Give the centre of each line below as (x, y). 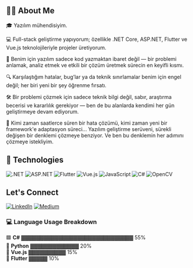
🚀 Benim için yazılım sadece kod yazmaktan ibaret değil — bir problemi (91, 59)
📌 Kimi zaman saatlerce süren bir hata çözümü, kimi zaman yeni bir (87, 123)
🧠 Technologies (35, 160)
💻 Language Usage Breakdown (51, 222)
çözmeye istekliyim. (30, 142)
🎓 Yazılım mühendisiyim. (37, 25)
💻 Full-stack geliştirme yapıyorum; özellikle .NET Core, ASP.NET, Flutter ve (97, 39)
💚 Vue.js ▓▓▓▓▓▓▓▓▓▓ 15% (42, 252)
